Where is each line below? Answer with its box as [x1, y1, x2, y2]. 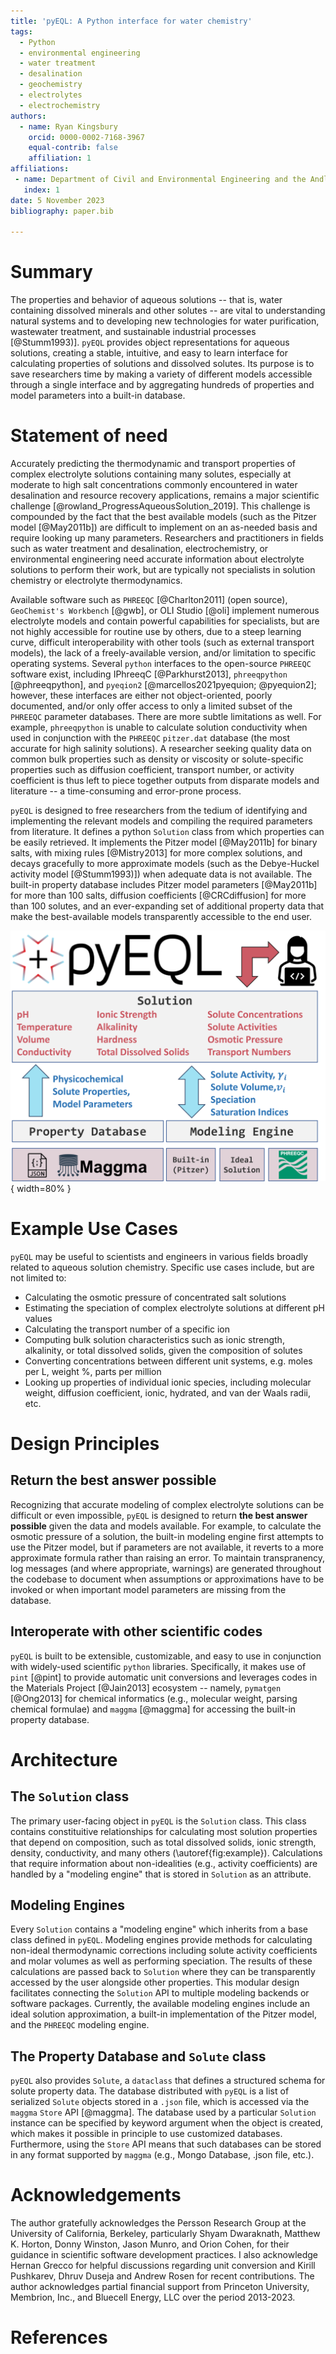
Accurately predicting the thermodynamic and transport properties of [10, 458, 297, 470]
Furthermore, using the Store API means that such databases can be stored [10, 2138, 322, 2150]
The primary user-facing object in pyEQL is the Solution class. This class [10, 1815, 307, 1827]
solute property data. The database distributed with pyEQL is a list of [10, 2085, 290, 2097]
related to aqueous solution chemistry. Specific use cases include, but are [10, 1261, 315, 1273]
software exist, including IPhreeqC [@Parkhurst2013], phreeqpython [10, 668, 288, 680]
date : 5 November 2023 [10, 195, 105, 205]
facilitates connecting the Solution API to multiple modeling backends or [10, 1987, 310, 1999]
